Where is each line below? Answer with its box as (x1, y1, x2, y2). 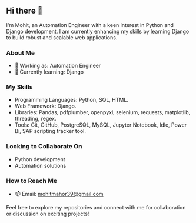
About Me (6, 48, 35, 56)
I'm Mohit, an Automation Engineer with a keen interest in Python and (6, 21, 174, 28)
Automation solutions (14, 162, 67, 169)
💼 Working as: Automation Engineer (14, 62, 101, 69)
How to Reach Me (6, 177, 58, 185)
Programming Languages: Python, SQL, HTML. (14, 96, 128, 104)
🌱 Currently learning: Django (14, 68, 84, 75)
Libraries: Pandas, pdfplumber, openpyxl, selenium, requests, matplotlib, (14, 109, 191, 116)
